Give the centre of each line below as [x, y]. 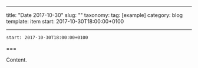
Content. [17, 60]
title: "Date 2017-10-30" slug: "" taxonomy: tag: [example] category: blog [95, 15]
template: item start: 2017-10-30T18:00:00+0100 [65, 21]
